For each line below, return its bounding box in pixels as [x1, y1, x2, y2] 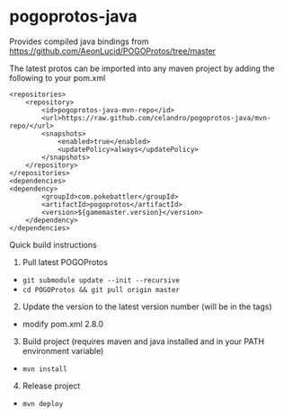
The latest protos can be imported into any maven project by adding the [9, 63, 275, 74]
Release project [22, 380, 81, 391]
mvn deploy [22, 399, 64, 408]
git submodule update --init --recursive [22, 276, 180, 285]
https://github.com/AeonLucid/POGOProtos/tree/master [9, 45, 217, 56]
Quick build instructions [9, 239, 97, 250]
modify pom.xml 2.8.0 [22, 318, 104, 329]
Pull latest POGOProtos [22, 256, 108, 267]
